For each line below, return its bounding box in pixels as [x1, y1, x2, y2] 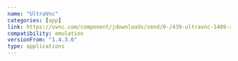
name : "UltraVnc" [7, 10, 59, 18]
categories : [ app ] [7, 17, 62, 24]
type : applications [7, 43, 65, 50]
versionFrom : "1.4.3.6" [7, 36, 78, 43]
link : [7, 23, 23, 30]
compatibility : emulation [7, 29, 84, 37]
